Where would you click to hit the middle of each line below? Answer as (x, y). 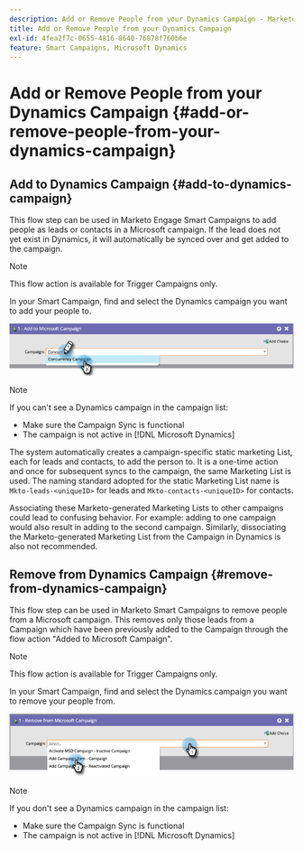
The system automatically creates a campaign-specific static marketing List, (151, 452)
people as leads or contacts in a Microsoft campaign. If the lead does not (145, 229)
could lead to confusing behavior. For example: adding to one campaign (143, 517)
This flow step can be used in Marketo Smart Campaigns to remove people (148, 611)
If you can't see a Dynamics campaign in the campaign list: (119, 407)
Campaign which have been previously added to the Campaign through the (149, 630)
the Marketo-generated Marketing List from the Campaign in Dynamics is (145, 537)
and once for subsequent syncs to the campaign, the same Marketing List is (150, 471)
